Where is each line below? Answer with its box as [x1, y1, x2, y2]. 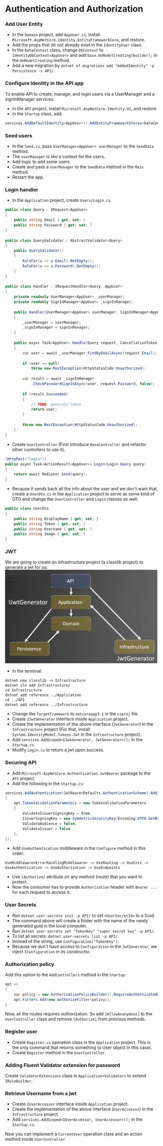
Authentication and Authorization [5, 3, 144, 15]
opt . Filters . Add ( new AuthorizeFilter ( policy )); [14, 997, 112, 1002]
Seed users [5, 132, 33, 139]
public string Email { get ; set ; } [14, 217, 86, 222]
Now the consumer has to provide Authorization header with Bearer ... [12, 884, 158, 890]
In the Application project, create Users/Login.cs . [12, 198, 112, 203]
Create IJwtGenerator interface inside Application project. [12, 716, 129, 722]
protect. [12, 879, 28, 885]
